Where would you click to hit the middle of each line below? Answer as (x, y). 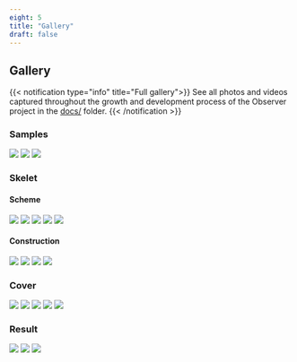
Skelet (23, 178)
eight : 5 (26, 17)
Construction (35, 241)
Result (24, 330)
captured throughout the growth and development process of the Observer (148, 102)
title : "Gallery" (42, 26)
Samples (29, 134)
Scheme (25, 199)
